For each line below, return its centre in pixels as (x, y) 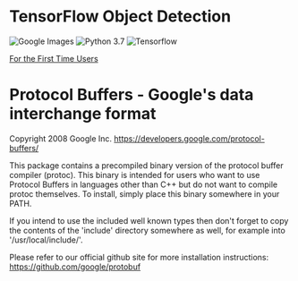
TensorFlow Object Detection (120, 17)
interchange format (83, 114)
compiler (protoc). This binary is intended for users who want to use (135, 175)
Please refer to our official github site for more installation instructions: (139, 257)
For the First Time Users (54, 58)
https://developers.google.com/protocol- (190, 138)
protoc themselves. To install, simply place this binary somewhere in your (145, 193)
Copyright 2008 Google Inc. (61, 138)
